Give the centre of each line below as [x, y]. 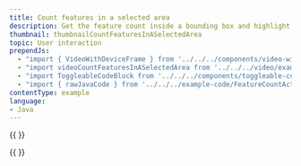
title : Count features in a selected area [90, 17]
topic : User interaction [56, 43]
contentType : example [50, 92]
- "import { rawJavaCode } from [78, 84]
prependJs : [30, 51]
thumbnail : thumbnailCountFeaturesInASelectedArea [106, 34]
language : [28, 101]
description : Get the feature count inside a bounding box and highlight [150, 26]
